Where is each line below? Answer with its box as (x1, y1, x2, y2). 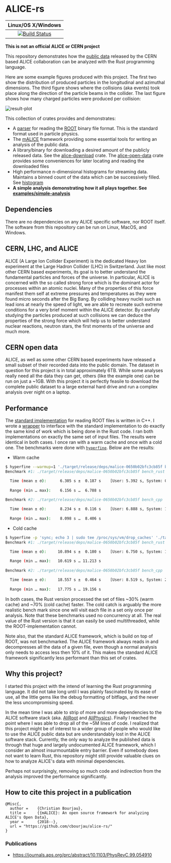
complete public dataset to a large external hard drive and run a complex (5, 384, 158, 390)
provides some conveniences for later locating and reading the (12, 158, 145, 164)
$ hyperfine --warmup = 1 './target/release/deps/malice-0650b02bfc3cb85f (5, 464, 163, 470)
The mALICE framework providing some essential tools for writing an (12, 136, 157, 142)
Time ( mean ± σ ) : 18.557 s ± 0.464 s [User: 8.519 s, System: (10, 577, 163, 582)
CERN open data (5, 343, 59, 352)
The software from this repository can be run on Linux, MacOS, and (5, 224, 147, 230)
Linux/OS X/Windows (8, 21, 62, 29)
